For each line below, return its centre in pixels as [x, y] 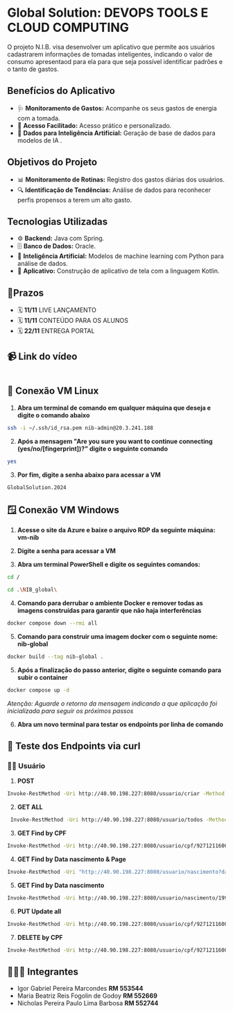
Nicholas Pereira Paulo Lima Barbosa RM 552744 [88, 1003]
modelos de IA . [40, 140]
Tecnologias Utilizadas [58, 222]
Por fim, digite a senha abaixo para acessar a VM [89, 474]
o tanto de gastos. [33, 69]
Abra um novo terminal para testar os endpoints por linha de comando [120, 724]
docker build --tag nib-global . [55, 656]
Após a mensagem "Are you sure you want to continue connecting [115, 441]
